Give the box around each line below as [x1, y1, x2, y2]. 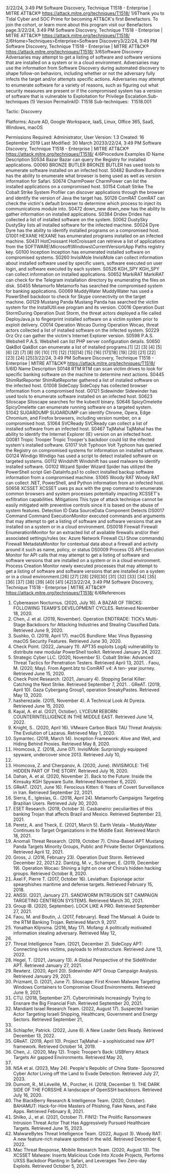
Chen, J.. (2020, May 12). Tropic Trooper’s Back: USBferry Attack [13, 1049, 149, 1055]
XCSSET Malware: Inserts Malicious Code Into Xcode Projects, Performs [13, 1152, 164, 1158]
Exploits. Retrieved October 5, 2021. [13, 1163, 88, 1169]
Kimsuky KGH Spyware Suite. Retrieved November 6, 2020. [13, 779, 137, 784]
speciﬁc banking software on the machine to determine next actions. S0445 [6, 371, 164, 377]
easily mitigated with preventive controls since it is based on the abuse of [6, 502, 159, 508]
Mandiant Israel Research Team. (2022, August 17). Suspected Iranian [13, 1006, 159, 1012]
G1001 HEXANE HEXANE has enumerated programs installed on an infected [6, 233, 163, 239]
